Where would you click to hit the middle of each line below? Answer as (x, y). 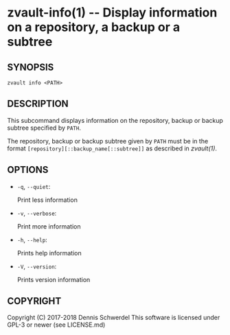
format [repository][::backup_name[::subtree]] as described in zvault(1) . (112, 148)
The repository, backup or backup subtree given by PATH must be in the (108, 141)
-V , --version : (37, 266)
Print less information (47, 200)
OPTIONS (28, 170)
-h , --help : (32, 240)
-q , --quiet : (34, 186)
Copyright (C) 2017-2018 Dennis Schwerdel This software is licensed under (114, 318)
